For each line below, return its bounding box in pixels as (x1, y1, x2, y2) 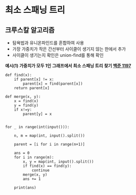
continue (31, 168, 50, 173)
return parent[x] (14, 86, 50, 91)
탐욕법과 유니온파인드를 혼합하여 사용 (12, 40, 84, 46)
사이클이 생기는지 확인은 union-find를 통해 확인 (12, 52, 104, 58)
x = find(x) (14, 98, 39, 103)
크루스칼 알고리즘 (5, 26, 55, 34)
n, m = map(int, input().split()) (14, 133, 85, 138)
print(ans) (14, 185, 37, 190)
